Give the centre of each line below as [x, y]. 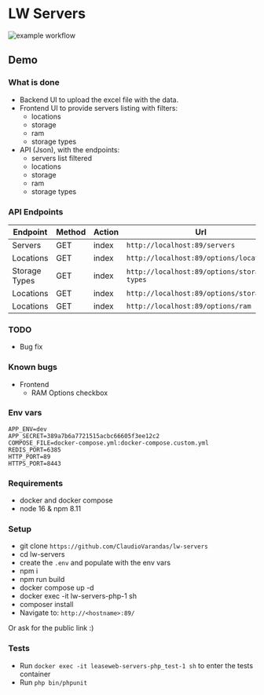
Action [106, 232]
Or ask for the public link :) [51, 628]
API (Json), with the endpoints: [70, 149]
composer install [46, 605]
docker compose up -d [57, 588]
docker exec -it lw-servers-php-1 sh [78, 596]
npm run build [42, 580]
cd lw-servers [42, 554]
